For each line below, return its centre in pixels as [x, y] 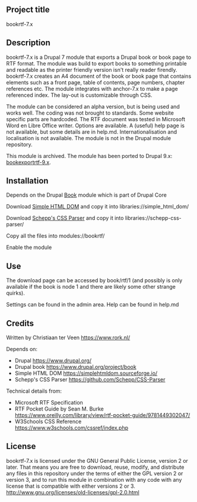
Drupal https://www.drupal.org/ [53, 361]
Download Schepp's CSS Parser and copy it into [65, 218]
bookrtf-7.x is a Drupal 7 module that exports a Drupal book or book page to [99, 57]
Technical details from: [34, 391]
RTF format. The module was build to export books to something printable [96, 63]
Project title [28, 10]
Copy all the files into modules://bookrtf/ [55, 236]
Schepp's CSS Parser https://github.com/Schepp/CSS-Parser [90, 380]
